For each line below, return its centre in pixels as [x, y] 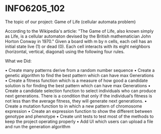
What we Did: [18, 61]
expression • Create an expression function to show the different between [79, 111]
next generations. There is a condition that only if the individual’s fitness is [79, 96]
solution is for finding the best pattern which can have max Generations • [78, 85]
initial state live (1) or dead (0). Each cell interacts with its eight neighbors [78, 46]
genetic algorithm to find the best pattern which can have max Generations [80, 75]
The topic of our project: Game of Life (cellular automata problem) [70, 22]
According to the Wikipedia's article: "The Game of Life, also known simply [79, 31]
